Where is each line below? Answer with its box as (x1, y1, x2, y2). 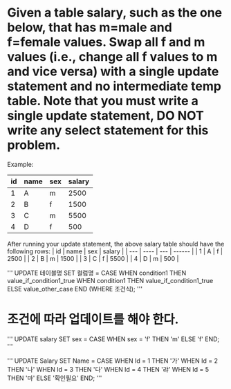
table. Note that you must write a (7, 93, 198, 109)
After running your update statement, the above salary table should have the (7, 239, 225, 248)
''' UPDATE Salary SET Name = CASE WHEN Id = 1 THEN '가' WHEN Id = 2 (7, 356, 218, 365)
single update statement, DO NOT (7, 108, 204, 124)
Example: (7, 160, 34, 168)
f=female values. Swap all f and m (7, 35, 205, 50)
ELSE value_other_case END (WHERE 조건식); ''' (7, 284, 143, 293)
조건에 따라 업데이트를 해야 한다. (7, 311, 179, 327)
